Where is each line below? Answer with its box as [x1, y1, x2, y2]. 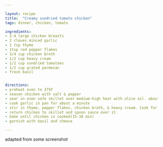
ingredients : [5, 29, 32, 34]
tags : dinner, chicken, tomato [5, 20, 68, 25]
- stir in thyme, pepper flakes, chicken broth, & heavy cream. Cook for [5, 105, 158, 110]
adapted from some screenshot [5, 136, 68, 142]
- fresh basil [5, 70, 34, 75]
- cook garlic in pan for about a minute [5, 100, 90, 106]
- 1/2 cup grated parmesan [5, 65, 60, 70]
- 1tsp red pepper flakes [5, 47, 57, 52]
